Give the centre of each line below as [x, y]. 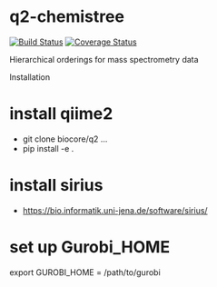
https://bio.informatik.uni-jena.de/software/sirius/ [115, 210]
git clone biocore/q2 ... [65, 139]
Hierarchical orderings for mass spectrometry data [104, 59]
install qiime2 [61, 114]
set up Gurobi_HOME [90, 247]
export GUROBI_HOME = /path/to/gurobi [85, 272]
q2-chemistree [67, 17]
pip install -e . [48, 148]
